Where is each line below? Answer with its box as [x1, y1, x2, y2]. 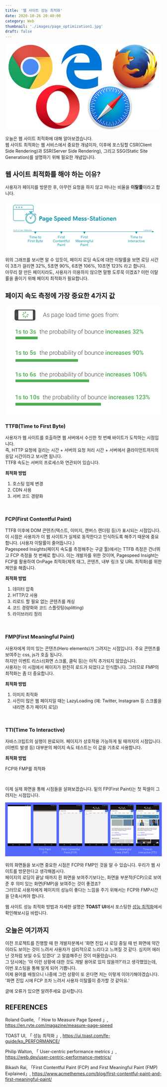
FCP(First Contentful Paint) [5, 516, 72, 523]
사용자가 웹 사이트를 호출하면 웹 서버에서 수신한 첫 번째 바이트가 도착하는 [5, 435, 146, 441]
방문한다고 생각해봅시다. [18, 868, 66, 874]
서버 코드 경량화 [12, 493, 43, 499]
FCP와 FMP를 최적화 [5, 766, 46, 772]
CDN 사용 [12, 487, 32, 493]
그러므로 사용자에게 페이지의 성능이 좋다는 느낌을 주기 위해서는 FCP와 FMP [5, 887, 151, 893]
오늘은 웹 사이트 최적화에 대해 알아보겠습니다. [5, 135, 93, 142]
